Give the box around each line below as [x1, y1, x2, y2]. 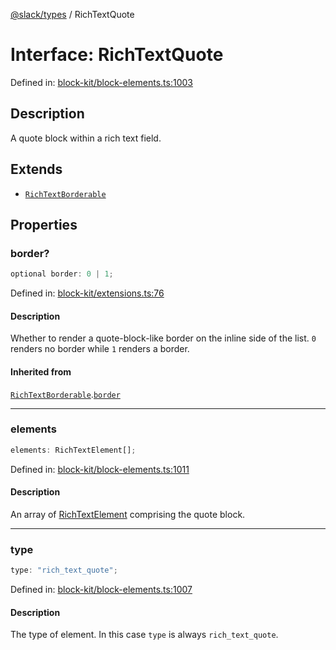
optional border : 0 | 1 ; [10, 269, 114, 279]
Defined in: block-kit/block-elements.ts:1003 [10, 76, 193, 88]
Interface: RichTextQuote [10, 44, 224, 66]
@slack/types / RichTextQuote [10, 9, 135, 20]
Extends [10, 161, 63, 178]
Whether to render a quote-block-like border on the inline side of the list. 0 [10, 332, 317, 344]
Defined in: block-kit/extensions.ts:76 [10, 287, 165, 299]
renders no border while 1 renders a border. [10, 343, 190, 355]
